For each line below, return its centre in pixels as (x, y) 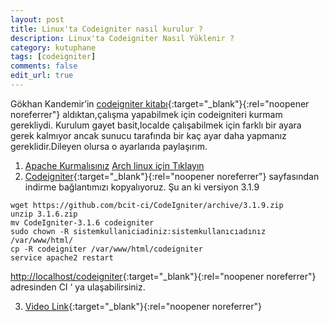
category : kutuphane (53, 47)
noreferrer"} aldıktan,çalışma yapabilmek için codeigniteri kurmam (146, 114)
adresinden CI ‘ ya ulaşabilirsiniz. (78, 287)
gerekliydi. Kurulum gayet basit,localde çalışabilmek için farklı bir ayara (156, 125)
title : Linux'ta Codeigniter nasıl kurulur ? (106, 29)
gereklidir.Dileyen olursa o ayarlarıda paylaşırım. (109, 146)
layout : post (37, 19)
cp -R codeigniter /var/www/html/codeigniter (106, 249)
